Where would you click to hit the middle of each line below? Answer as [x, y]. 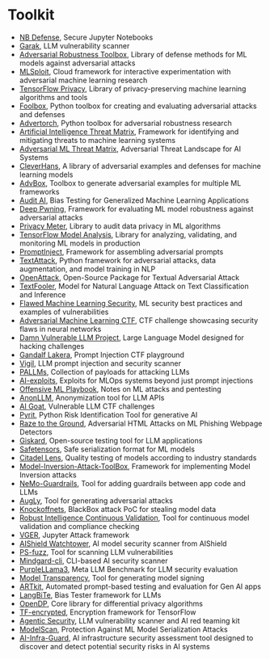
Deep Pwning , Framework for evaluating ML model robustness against [136, 208]
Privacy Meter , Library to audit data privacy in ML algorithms [120, 226]
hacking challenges [52, 346]
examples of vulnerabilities [64, 312]
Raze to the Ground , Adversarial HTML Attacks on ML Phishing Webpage [141, 423]
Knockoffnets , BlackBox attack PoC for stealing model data [118, 509]
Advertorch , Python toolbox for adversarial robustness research [125, 123]
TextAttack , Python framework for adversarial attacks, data [117, 260]
